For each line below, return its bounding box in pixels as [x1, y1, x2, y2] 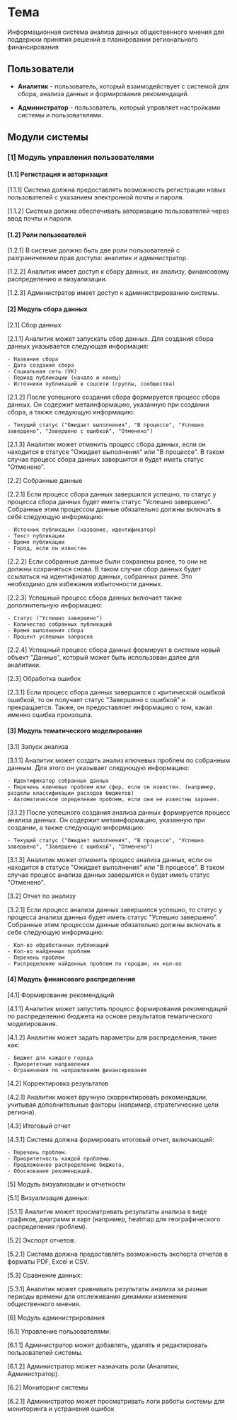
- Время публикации [7, 538, 65, 545]
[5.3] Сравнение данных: [7, 1271, 83, 1280]
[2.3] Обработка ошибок [7, 674, 81, 682]
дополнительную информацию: [7, 600, 103, 609]
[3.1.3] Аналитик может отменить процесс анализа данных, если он [7, 855, 212, 863]
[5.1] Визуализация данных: [7, 1194, 90, 1202]
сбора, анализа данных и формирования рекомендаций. [17, 89, 190, 98]
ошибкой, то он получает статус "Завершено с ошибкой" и [7, 695, 186, 704]
